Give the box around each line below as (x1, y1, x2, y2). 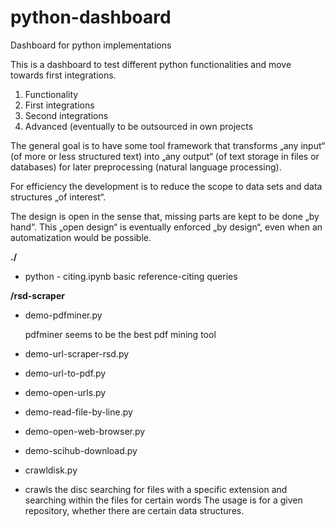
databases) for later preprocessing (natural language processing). (10, 161, 282, 173)
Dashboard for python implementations (10, 39, 172, 51)
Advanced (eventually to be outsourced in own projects (24, 120, 254, 132)
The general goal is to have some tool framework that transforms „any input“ (10, 139, 326, 151)
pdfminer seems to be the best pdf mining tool (24, 328, 217, 340)
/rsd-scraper (10, 289, 65, 301)
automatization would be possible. (10, 231, 152, 243)
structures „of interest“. (10, 191, 107, 203)
